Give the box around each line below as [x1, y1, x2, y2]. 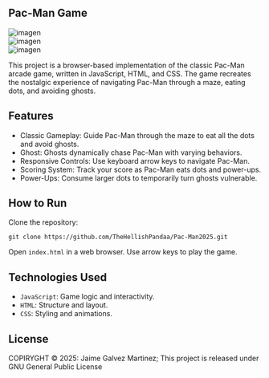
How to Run [8, 197, 67, 210]
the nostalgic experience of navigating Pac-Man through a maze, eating [8, 77, 247, 87]
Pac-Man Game [8, 6, 88, 20]
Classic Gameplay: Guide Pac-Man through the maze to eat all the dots [19, 130, 255, 140]
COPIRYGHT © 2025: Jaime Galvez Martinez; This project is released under [8, 353, 259, 364]
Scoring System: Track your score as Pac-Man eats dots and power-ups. [19, 165, 262, 174]
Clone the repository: [8, 217, 79, 227]
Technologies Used [8, 270, 107, 284]
